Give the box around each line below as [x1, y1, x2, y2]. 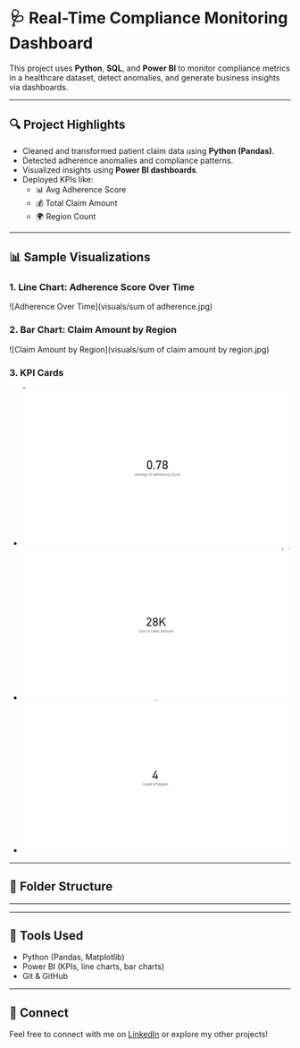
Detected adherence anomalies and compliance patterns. [21, 155, 234, 166]
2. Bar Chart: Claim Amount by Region [9, 324, 177, 337]
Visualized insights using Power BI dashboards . [21, 164, 199, 175]
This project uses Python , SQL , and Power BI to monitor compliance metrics [9, 63, 290, 73]
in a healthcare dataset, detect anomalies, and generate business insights [9, 72, 280, 82]
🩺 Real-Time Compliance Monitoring [9, 8, 288, 29]
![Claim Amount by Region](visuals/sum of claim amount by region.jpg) [9, 344, 270, 354]
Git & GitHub [21, 971, 69, 982]
